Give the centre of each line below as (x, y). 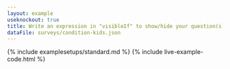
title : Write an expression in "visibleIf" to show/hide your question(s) (116, 26)
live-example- (184, 52)
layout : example (30, 13)
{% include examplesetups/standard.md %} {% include (85, 52)
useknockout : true (33, 20)
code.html (21, 59)
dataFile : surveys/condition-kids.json (64, 32)
